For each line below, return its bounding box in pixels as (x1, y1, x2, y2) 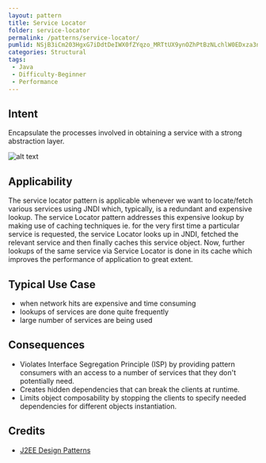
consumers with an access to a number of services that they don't (19, 367, 237, 377)
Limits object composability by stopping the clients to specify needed (19, 393, 247, 402)
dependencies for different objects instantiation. (19, 401, 177, 411)
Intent (8, 107, 38, 120)
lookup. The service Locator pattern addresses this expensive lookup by (8, 213, 245, 222)
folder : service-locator (8, 26, 90, 34)
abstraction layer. (8, 136, 65, 146)
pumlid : (8, 41, 34, 49)
